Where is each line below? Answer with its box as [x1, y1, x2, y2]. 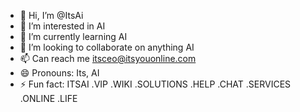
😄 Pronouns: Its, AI [19, 67, 100, 79]
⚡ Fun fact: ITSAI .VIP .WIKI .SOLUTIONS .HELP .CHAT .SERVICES [19, 78, 292, 90]
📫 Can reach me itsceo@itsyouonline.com [19, 53, 197, 64]
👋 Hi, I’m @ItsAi [19, 10, 84, 21]
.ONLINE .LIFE [19, 93, 78, 104]
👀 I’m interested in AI [19, 20, 106, 32]
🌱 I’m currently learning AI [19, 31, 128, 42]
